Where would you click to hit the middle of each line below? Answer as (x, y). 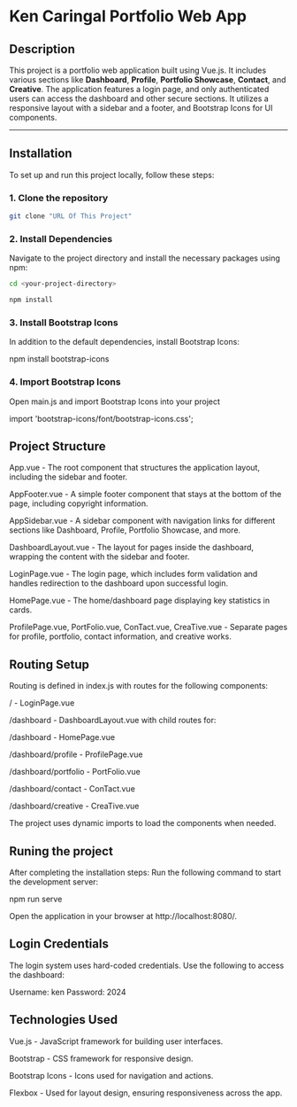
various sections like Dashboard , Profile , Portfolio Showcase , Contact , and (148, 80)
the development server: (54, 882)
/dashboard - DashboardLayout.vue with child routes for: (113, 721)
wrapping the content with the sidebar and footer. (99, 557)
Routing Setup (49, 664)
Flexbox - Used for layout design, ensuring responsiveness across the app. (146, 1093)
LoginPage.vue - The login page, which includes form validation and (133, 574)
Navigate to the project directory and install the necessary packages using (145, 258)
